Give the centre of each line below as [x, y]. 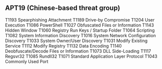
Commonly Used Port [27, 61]
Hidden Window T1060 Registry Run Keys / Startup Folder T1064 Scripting [80, 30]
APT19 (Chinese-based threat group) [63, 8]
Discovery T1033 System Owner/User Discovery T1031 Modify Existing [76, 41]
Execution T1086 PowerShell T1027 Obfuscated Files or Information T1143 [80, 25]
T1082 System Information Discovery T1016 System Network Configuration [81, 35]
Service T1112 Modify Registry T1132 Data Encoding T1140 [63, 46]
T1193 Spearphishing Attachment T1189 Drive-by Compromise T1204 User [80, 20]
